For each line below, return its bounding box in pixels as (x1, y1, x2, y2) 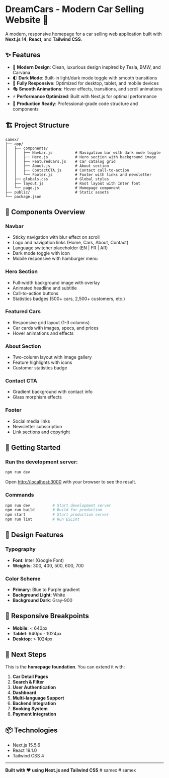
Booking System (12, 705, 48, 712)
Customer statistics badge (12, 365, 67, 371)
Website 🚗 (5, 14, 49, 26)
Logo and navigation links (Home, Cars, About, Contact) (12, 240, 129, 246)
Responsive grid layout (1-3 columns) (12, 319, 90, 325)
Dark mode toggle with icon (12, 250, 70, 256)
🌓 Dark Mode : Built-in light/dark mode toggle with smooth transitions (12, 74, 157, 81)
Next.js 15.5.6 (12, 742, 41, 748)
